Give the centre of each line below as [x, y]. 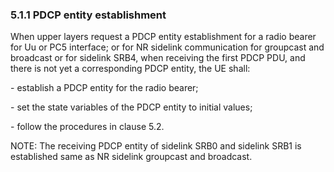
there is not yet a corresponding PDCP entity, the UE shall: [130, 69]
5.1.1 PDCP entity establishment [88, 15]
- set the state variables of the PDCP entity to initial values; [131, 107]
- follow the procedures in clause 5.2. [87, 127]
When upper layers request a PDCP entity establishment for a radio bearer [163, 37]
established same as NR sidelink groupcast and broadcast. [131, 157]
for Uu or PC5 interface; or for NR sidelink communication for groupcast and [167, 47]
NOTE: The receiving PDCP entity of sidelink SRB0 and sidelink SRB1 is [156, 146]
